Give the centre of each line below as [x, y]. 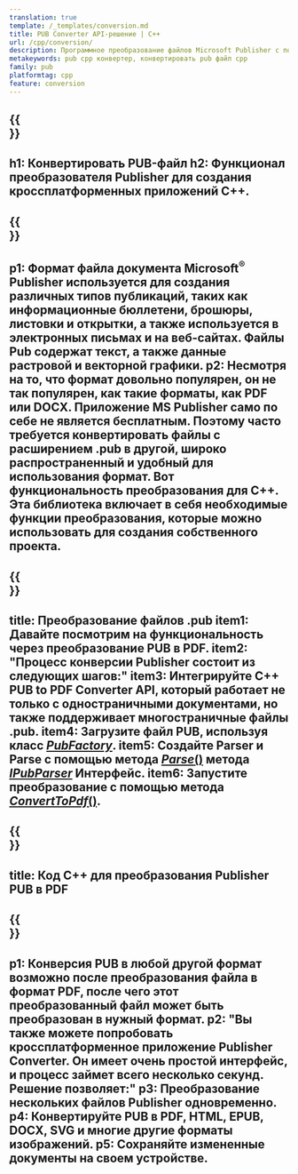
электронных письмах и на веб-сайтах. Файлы [147, 338]
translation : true [43, 17]
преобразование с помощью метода [117, 787]
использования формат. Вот [92, 477]
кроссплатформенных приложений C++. [129, 192]
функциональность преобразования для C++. [144, 491]
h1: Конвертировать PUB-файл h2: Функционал [147, 164]
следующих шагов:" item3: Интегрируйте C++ [144, 676]
